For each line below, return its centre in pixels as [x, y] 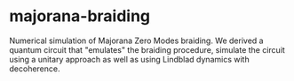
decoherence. [35, 69]
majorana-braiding [80, 16]
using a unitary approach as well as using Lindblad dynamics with [130, 59]
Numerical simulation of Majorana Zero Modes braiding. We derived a [136, 40]
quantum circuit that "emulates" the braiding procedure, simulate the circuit [147, 49]
